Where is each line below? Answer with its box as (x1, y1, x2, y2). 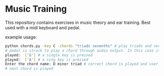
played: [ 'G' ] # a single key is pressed (5, 53, 93, 57)
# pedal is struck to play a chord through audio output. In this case (5, 48, 154, 53)
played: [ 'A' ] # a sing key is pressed (5, 57, 89, 62)
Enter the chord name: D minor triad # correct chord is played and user (5, 62, 159, 67)
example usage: (5, 34, 37, 40)
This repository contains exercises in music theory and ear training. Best (5, 19, 151, 25)
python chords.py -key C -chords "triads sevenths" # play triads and (5, 43, 152, 48)
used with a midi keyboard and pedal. (5, 24, 81, 30)
